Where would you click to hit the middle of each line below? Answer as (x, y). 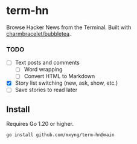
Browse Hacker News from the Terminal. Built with (69, 27)
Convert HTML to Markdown (59, 76)
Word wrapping (43, 70)
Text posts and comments (47, 63)
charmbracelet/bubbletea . (39, 33)
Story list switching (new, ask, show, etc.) (66, 83)
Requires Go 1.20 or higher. (40, 124)
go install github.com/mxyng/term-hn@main (60, 135)
